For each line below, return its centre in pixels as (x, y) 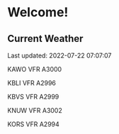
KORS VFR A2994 (34, 124)
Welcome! (38, 12)
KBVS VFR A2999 (33, 97)
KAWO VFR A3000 (35, 69)
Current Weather (45, 39)
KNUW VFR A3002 (35, 110)
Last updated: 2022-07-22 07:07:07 (59, 55)
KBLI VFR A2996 (32, 83)
